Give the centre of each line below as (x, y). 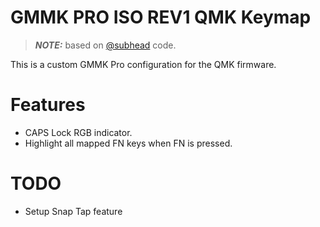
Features (48, 105)
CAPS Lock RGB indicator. (78, 132)
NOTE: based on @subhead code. (105, 45)
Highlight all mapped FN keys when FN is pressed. (128, 143)
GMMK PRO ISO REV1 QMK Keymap (161, 17)
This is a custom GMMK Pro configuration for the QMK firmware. (143, 64)
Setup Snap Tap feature (73, 211)
